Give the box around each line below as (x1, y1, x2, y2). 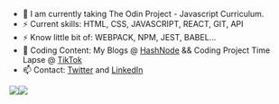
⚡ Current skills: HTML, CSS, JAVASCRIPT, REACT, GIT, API (22, 19, 244, 29)
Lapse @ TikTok (22, 55, 83, 65)
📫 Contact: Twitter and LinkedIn (22, 65, 144, 75)
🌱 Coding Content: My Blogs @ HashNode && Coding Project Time (22, 45, 271, 56)
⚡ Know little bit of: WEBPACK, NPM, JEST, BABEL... (22, 32, 217, 42)
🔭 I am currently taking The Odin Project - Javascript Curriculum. (22, 9, 265, 19)
